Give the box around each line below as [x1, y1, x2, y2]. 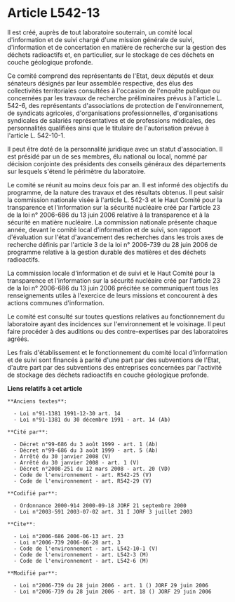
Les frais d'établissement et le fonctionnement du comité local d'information [7, 348, 228, 356]
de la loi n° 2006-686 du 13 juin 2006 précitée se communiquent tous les [7, 283, 219, 292]
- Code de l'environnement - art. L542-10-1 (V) [13, 545, 159, 552]
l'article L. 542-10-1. [7, 131, 65, 140]
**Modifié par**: [7, 570, 58, 577]
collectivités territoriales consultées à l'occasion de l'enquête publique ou [7, 86, 220, 95]
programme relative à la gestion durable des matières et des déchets [7, 248, 206, 256]
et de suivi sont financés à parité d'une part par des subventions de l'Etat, [7, 356, 221, 364]
